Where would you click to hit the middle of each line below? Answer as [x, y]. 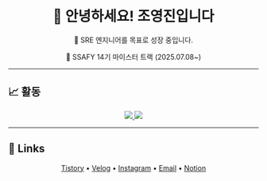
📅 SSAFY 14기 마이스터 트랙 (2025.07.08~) [133, 57]
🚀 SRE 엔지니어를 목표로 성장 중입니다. [133, 40]
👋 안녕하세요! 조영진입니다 [133, 16]
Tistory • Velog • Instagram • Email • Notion [133, 167]
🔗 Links [27, 149]
